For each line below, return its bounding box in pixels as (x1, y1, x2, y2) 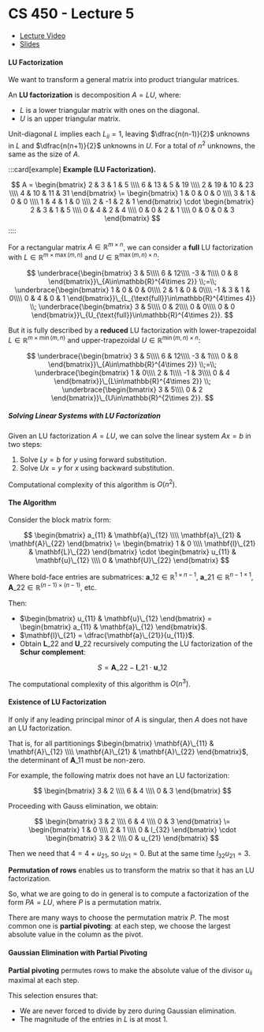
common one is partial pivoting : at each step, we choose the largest (8, 921, 231, 931)
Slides (19, 39, 40, 48)
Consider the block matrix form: (8, 515, 112, 525)
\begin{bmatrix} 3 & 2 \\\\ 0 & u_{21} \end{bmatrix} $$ (46, 833, 219, 842)
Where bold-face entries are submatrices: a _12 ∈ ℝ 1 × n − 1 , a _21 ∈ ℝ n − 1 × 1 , (8, 571, 254, 582)
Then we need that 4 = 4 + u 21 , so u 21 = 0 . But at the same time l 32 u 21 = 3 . (8, 848, 251, 860)
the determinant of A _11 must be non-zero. (8, 755, 146, 764)
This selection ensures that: (8, 991, 99, 1000)
